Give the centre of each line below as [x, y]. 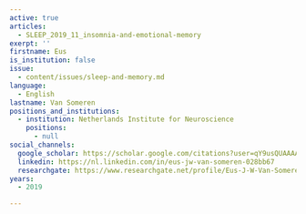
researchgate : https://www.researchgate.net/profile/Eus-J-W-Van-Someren [160, 170]
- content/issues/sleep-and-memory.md [92, 77]
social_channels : [42, 145]
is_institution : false [52, 60]
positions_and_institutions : [65, 111]
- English [36, 94]
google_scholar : [48, 153]
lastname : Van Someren [52, 102]
